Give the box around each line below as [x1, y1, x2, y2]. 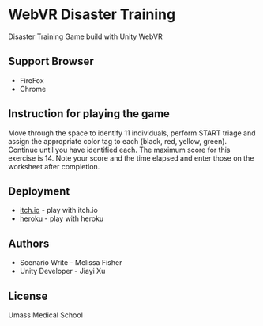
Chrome [19, 84, 47, 93]
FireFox [19, 75, 45, 85]
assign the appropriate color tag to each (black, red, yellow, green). [8, 136, 227, 146]
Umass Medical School [8, 310, 83, 320]
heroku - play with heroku [19, 214, 104, 223]
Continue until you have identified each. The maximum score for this [8, 145, 231, 154]
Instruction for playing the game [8, 107, 170, 120]
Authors [8, 237, 50, 250]
